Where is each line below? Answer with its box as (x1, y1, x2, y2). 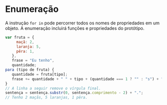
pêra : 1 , (16, 49, 35, 54)
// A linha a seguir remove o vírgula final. (5, 86, 101, 91)
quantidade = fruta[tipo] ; (11, 72, 68, 77)
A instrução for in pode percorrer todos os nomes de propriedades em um (5, 20, 160, 26)
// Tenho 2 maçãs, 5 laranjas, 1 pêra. (5, 95, 88, 100)
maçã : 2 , (16, 39, 35, 44)
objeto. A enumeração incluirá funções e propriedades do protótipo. (5, 25, 145, 31)
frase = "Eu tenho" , (11, 58, 55, 63)
